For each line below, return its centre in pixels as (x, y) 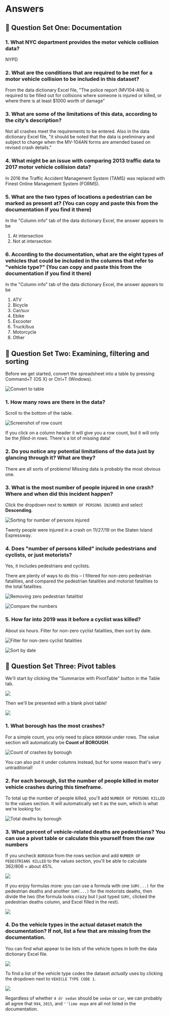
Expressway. (19, 535)
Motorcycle (24, 332)
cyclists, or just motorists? (39, 555)
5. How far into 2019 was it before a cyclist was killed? (73, 620)
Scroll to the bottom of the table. (39, 413)
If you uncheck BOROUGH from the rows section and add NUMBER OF (73, 856)
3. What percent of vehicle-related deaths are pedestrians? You (85, 832)
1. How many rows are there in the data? (55, 402)
